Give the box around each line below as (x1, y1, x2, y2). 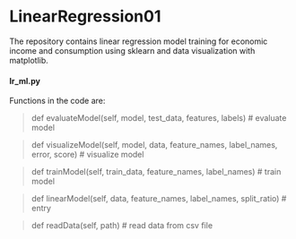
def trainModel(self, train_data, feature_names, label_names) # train (30, 166, 282, 177)
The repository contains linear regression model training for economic (9, 36, 268, 47)
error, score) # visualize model (30, 149, 144, 160)
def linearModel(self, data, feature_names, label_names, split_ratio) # (30, 193, 287, 204)
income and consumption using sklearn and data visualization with (9, 45, 256, 55)
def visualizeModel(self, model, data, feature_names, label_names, (30, 140, 278, 150)
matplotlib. (9, 55, 49, 65)
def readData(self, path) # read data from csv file (30, 220, 213, 231)
